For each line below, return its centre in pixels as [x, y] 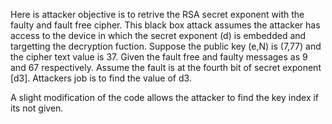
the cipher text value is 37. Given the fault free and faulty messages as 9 [159, 57]
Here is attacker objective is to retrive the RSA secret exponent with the [157, 14]
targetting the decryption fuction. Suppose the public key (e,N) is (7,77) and [166, 46]
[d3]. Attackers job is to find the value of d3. [101, 78]
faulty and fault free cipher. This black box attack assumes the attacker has [165, 25]
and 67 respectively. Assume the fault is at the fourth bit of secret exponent [166, 67]
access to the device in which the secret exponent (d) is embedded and [158, 35]
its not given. [37, 108]
